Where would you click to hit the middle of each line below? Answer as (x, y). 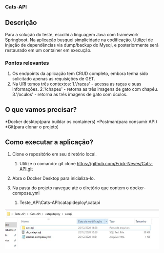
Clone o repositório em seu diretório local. (54, 154)
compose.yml (26, 193)
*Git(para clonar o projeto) (32, 126)
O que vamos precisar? (41, 110)
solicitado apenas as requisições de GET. (53, 79)
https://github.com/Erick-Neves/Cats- (115, 163)
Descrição (21, 23)
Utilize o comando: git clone (48, 163)
